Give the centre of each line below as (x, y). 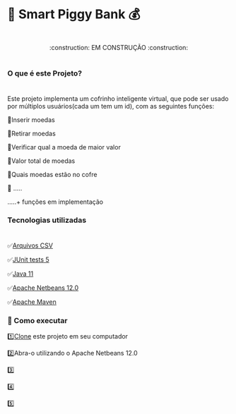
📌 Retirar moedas (32, 133)
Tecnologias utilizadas (47, 220)
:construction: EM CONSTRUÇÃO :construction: (119, 48)
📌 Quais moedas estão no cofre (52, 174)
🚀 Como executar (37, 320)
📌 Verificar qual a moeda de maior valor (64, 147)
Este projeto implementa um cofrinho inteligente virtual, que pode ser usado (118, 98)
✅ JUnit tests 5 (28, 260)
